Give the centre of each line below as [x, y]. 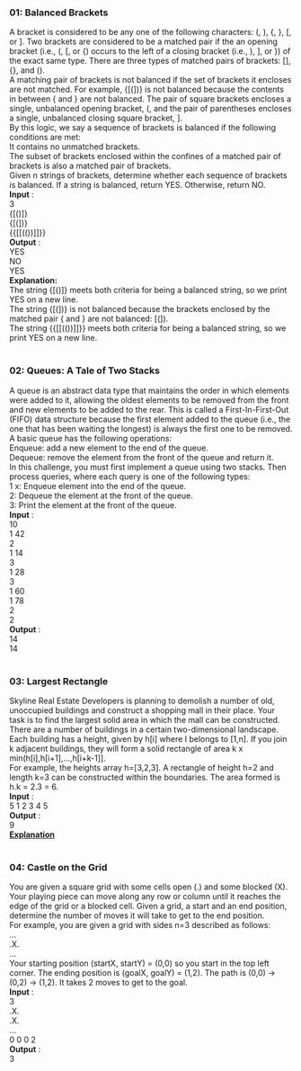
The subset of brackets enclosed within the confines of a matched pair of [145, 156]
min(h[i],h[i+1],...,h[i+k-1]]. [58, 758]
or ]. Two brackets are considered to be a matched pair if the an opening [144, 41]
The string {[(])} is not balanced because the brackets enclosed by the [140, 309]
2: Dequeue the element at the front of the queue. [101, 495]
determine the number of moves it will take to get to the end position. [137, 915]
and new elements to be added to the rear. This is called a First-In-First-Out [149, 409]
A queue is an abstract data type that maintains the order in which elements [150, 390]
